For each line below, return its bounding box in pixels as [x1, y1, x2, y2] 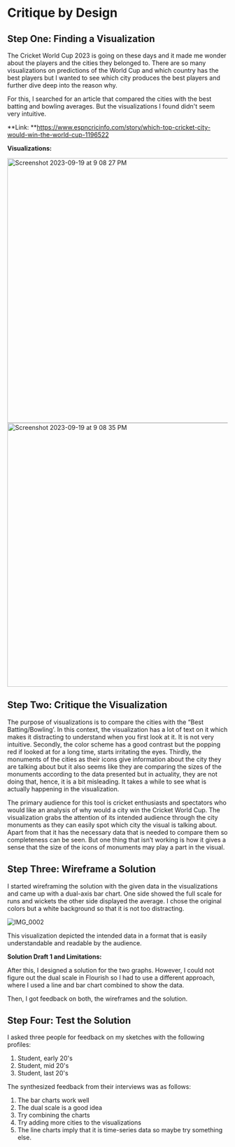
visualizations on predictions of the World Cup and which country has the [7, 67, 219, 74]
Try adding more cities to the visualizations [17, 1118, 142, 1127]
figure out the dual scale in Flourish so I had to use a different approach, [7, 973, 215, 982]
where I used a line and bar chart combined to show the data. [7, 980, 185, 989]
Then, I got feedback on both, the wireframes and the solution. [7, 994, 187, 1003]
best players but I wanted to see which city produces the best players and [7, 74, 220, 82]
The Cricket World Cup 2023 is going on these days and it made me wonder [7, 51, 227, 60]
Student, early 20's [17, 1054, 73, 1062]
